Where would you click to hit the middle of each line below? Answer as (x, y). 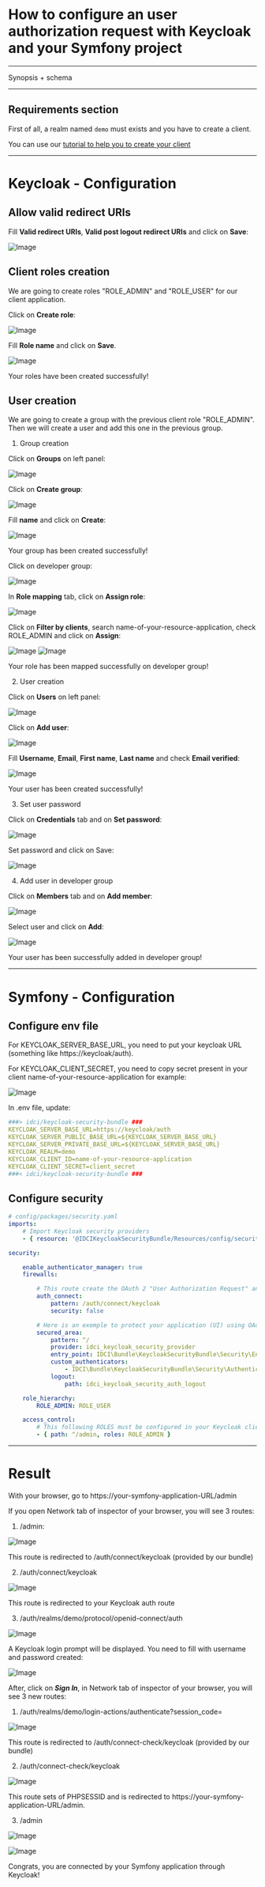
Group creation (44, 444)
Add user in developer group (66, 881)
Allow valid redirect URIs (70, 212)
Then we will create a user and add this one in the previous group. (116, 428)
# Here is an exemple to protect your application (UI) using (141, 1325)
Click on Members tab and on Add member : (80, 896)
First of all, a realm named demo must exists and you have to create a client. (130, 129)
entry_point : (71, 1355)
